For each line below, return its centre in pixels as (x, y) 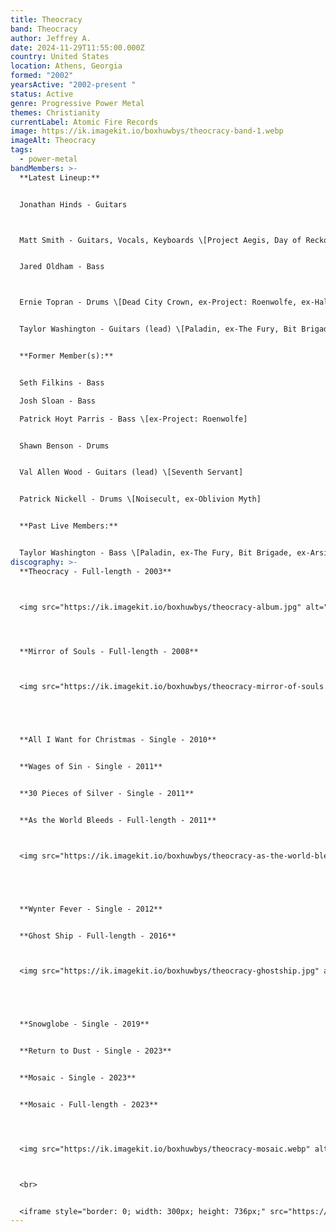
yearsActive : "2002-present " (73, 85)
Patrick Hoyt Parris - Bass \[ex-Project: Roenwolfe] (133, 419)
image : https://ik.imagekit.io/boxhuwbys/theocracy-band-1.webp (147, 131)
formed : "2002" (42, 76)
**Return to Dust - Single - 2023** (95, 1051)
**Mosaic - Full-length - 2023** (89, 1104)
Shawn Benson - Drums (64, 446)
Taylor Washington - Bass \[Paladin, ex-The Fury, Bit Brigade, (156, 553)
